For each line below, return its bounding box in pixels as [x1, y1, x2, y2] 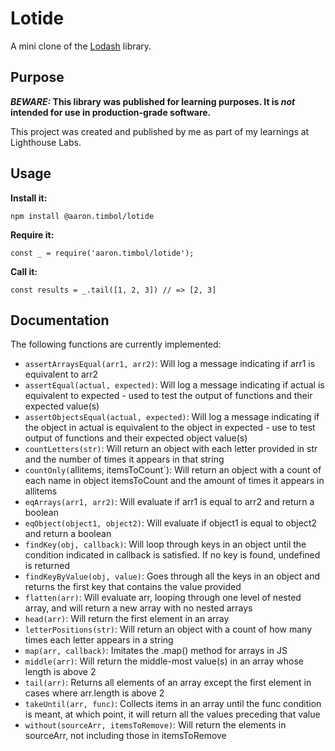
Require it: [10, 228, 55, 241]
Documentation [10, 312, 110, 329]
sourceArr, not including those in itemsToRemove [24, 730, 227, 742]
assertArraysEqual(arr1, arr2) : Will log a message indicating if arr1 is [24, 358, 316, 370]
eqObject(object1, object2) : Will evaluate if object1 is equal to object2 [24, 517, 318, 529]
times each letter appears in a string [24, 634, 174, 646]
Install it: [10, 192, 48, 204]
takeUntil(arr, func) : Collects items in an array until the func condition [24, 698, 322, 710]
